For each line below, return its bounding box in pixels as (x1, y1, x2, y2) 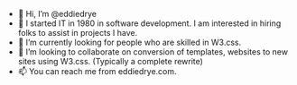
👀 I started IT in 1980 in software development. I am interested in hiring (17, 18, 282, 29)
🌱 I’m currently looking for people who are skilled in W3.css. (17, 37, 242, 47)
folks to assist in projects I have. (17, 28, 138, 38)
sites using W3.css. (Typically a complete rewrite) (17, 56, 203, 66)
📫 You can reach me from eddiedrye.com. (17, 66, 178, 76)
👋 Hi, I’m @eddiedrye (17, 9, 97, 19)
